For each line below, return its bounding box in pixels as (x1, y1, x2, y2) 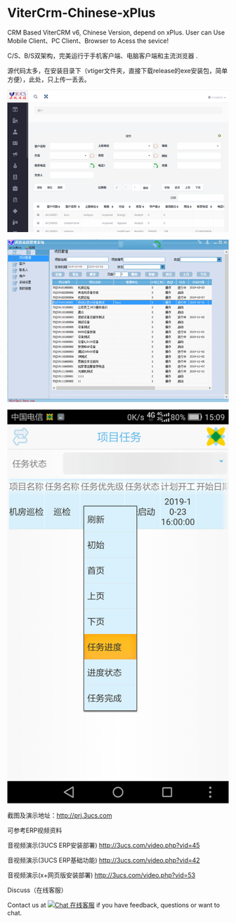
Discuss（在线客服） (7, 886, 67, 894)
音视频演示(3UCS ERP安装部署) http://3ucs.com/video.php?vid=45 (7, 841, 200, 849)
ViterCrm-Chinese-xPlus (7, 5, 156, 21)
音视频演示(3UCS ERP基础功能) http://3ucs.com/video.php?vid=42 (7, 856, 200, 864)
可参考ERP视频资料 (7, 826, 63, 834)
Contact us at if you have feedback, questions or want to (7, 901, 220, 909)
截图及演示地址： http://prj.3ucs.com (7, 811, 112, 820)
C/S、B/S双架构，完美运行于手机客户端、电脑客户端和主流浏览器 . (7, 51, 198, 60)
